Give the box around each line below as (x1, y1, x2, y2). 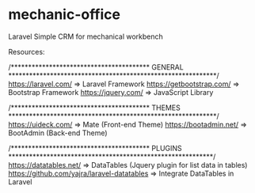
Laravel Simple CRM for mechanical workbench (8, 32, 164, 41)
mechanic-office (8, 6, 121, 24)
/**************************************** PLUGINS (8, 143, 182, 153)
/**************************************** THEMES (8, 103, 181, 112)
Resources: (8, 47, 45, 56)
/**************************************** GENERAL (8, 62, 184, 72)
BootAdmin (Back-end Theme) (8, 128, 108, 138)
